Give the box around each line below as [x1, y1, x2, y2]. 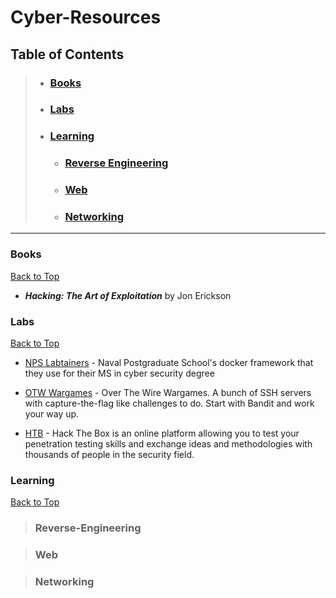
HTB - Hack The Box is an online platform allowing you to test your [24, 427, 300, 440]
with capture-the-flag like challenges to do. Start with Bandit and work [24, 397, 315, 410]
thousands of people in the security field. [24, 449, 195, 461]
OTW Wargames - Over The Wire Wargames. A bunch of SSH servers [24, 387, 312, 399]
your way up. [24, 408, 80, 420]
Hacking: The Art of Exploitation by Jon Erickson [24, 289, 232, 301]
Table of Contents [10, 46, 125, 63]
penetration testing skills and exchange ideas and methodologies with [24, 438, 313, 450]
